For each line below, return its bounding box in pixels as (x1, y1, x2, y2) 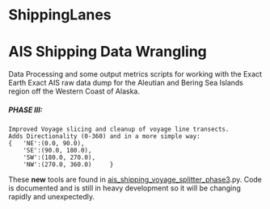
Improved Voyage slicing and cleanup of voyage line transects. (8, 125, 230, 134)
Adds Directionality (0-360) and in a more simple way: (8, 132, 200, 140)
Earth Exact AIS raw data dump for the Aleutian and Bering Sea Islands (8, 78, 244, 88)
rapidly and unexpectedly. (8, 192, 95, 202)
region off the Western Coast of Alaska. (8, 86, 140, 96)
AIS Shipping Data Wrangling (8, 43, 208, 61)
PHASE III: (8, 105, 43, 115)
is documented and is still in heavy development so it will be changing (8, 183, 241, 193)
